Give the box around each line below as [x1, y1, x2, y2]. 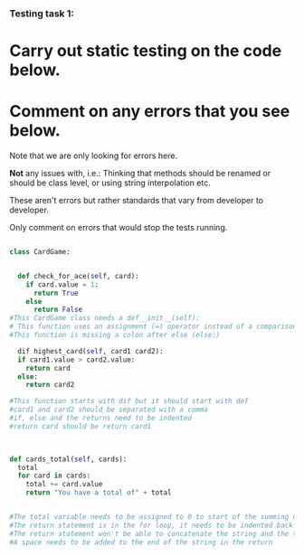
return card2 [25, 381, 75, 390]
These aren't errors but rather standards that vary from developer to [9, 195, 264, 206]
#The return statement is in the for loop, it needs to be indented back [9, 521, 294, 530]
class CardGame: [9, 248, 71, 257]
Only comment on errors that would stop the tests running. [9, 222, 228, 233]
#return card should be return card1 [9, 421, 152, 431]
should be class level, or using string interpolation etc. [9, 177, 211, 188]
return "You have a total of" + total [25, 488, 172, 497]
